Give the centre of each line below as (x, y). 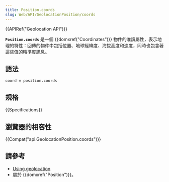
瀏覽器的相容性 (28, 127)
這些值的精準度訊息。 (27, 52)
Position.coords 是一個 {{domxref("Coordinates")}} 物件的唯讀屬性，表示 (81, 39)
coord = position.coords (31, 81)
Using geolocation (31, 168)
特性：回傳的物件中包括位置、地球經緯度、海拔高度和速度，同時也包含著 (89, 45)
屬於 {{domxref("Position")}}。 (44, 174)
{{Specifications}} (24, 110)
